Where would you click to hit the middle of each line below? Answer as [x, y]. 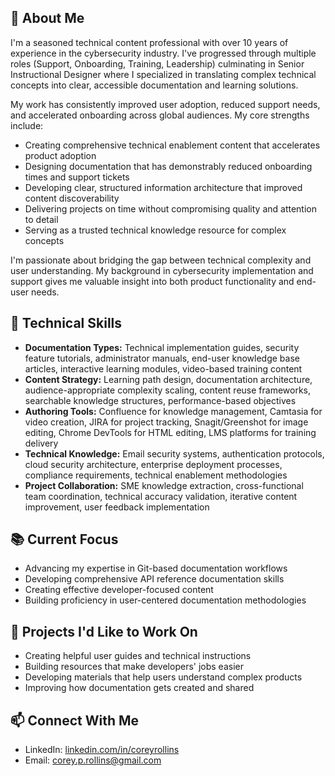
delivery [41, 443]
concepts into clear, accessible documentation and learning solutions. [154, 85]
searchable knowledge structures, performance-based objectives [160, 400]
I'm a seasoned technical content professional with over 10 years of [149, 42]
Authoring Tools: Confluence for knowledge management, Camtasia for [173, 411]
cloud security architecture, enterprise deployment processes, [153, 464]
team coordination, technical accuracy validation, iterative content [161, 496]
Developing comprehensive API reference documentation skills [154, 579]
